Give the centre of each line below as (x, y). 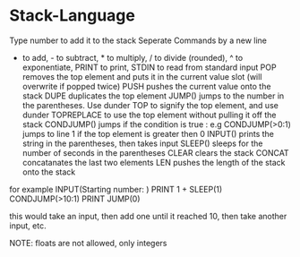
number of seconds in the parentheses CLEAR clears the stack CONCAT (155, 152)
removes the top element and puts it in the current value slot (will (142, 76)
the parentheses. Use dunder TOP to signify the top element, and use (150, 105)
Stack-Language (73, 16)
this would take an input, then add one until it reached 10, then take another (148, 216)
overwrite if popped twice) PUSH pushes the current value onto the (146, 86)
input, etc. (28, 226)
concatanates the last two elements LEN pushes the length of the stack (154, 162)
